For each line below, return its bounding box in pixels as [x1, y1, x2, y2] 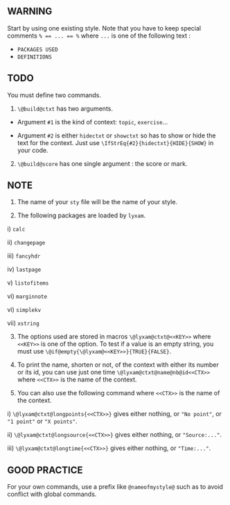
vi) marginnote [7, 292, 47, 301]
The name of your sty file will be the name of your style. [17, 198, 178, 206]
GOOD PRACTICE [7, 464, 83, 476]
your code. [17, 146, 48, 154]
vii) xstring [7, 319, 39, 327]
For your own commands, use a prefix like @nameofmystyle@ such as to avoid [7, 483, 224, 491]
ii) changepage [7, 238, 46, 247]
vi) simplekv [7, 306, 42, 314]
